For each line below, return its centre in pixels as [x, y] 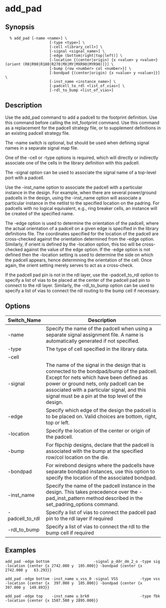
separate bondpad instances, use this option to [101, 471]
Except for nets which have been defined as [97, 377]
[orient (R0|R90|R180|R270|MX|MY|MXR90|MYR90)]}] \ [59, 64]
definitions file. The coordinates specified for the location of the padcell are [82, 234]
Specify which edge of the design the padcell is [101, 410]
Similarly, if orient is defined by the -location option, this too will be [73, 244]
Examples [21, 550]
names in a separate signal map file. [42, 148]
